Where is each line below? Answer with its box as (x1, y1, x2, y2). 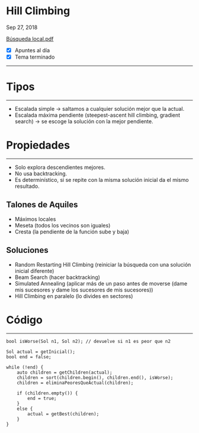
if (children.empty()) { (17, 390, 78, 396)
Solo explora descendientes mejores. (14, 163, 105, 171)
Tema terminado (14, 53, 55, 60)
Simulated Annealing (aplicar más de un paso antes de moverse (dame (14, 280, 188, 287)
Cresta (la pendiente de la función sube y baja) (14, 228, 129, 235)
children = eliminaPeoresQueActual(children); (17, 380, 134, 386)
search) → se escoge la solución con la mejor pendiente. (14, 118, 154, 125)
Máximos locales (14, 215, 56, 223)
